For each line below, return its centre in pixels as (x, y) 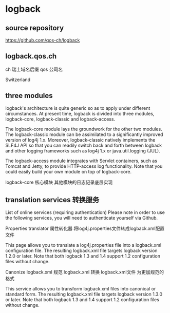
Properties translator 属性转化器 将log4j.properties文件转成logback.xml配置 (85, 228)
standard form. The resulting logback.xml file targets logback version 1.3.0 (84, 294)
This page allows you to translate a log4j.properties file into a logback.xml (83, 245)
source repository (35, 28)
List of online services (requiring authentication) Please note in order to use (85, 212)
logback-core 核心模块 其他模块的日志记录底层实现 (59, 182)
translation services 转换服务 (52, 200)
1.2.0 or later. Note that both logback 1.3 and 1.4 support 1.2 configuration (83, 256)
